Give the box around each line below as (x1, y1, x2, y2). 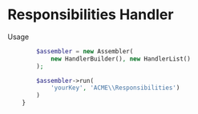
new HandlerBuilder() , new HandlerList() (50, 54, 192, 63)
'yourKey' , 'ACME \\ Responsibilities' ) (50, 84, 180, 92)
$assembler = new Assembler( (36, 47, 134, 55)
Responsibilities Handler (7, 6, 174, 24)
